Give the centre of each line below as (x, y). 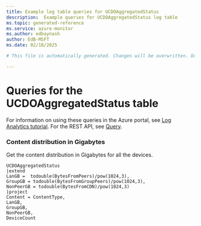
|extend (16, 171)
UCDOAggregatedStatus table (82, 103)
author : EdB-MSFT (28, 39)
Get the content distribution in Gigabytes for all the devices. (80, 155)
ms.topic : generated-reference (45, 23)
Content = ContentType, (36, 197)
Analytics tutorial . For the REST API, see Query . (64, 126)
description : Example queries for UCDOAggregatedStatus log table (92, 17)
